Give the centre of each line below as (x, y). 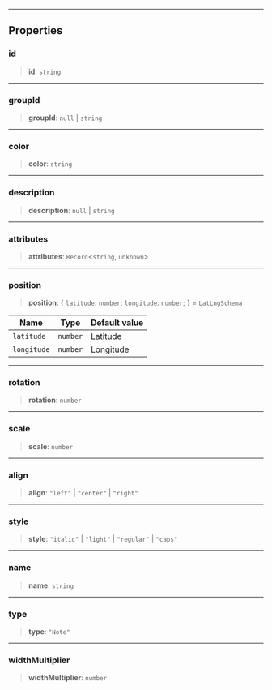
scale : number (51, 446)
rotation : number (55, 400)
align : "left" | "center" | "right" (83, 493)
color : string (50, 164)
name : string (51, 585)
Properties (36, 30)
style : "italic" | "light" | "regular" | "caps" (103, 539)
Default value (117, 323)
